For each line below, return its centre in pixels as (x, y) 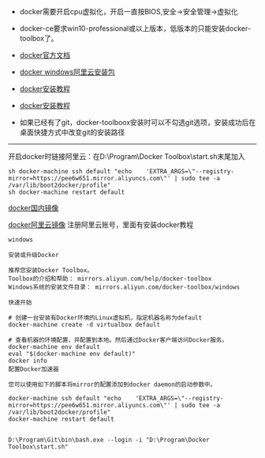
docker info (28, 361)
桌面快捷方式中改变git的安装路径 (72, 132)
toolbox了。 (39, 38)
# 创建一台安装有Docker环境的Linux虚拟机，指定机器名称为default (105, 318)
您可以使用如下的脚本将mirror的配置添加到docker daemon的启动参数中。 (112, 384)
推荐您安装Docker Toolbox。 (50, 271)
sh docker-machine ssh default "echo (70, 172)
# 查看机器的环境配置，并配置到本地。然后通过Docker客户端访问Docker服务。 (118, 340)
